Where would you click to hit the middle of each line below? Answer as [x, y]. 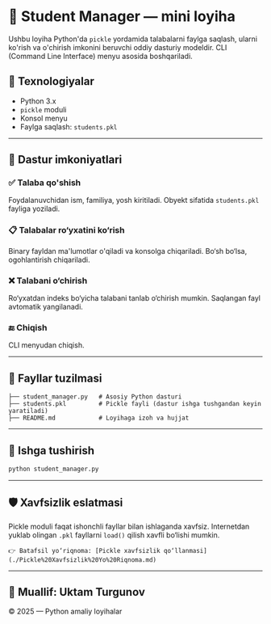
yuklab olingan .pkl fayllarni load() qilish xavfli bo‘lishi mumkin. [114, 535]
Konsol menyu [44, 118]
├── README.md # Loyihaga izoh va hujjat [99, 418]
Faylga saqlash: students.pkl [69, 126]
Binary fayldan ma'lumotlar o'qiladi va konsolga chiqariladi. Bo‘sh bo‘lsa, [128, 251]
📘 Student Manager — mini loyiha [122, 17]
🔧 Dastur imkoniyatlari [65, 160]
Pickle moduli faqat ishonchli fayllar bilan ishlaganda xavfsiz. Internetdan [129, 526]
